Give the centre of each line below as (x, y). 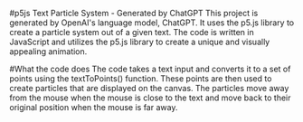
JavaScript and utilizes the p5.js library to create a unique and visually (140, 42)
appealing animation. (48, 52)
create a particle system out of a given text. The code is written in (132, 32)
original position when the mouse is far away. (94, 107)
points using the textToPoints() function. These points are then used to (141, 79)
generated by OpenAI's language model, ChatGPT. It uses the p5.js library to (152, 23)
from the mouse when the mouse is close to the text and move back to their (150, 98)
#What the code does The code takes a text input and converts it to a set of (150, 69)
